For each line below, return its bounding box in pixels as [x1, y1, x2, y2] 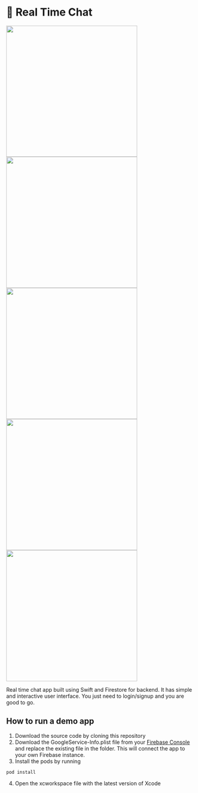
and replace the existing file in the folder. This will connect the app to [14, 744, 185, 752]
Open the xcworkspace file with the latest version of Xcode [14, 779, 161, 787]
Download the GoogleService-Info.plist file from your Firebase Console [14, 738, 190, 746]
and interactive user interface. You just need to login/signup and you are [6, 692, 184, 699]
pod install [6, 769, 36, 775]
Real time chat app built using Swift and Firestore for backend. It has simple [6, 686, 193, 693]
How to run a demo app [6, 716, 95, 726]
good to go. [6, 698, 35, 706]
